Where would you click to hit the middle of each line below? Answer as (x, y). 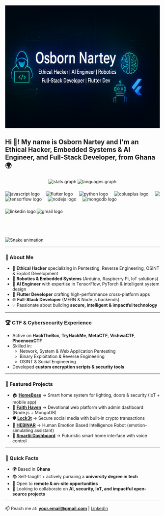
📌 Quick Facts (22, 459)
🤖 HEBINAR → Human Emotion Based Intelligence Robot (69, 425)
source (19, 494)
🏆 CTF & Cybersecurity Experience (49, 323)
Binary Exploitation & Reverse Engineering (62, 356)
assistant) (44, 430)
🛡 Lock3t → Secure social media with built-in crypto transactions (78, 418)
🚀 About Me (19, 258)
